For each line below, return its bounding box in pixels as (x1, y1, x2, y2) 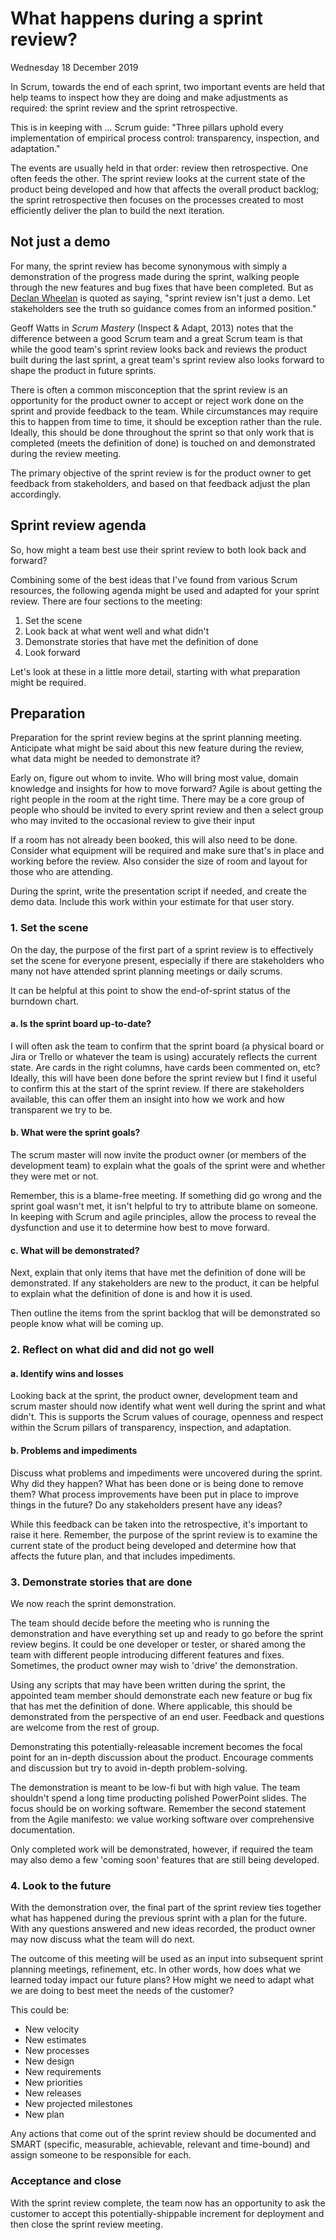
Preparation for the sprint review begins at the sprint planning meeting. (10, 732, 302, 744)
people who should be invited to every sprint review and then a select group (10, 804, 324, 816)
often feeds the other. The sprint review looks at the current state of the (10, 172, 306, 184)
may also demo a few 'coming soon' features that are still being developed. (10, 1853, 320, 1866)
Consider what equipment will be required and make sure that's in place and (10, 845, 325, 857)
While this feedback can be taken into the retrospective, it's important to (10, 1518, 308, 1530)
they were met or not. (10, 1170, 99, 1182)
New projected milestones (24, 2098, 133, 2110)
